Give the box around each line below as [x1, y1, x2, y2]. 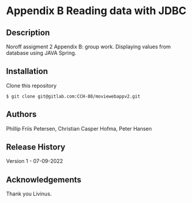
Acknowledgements [6, 175, 82, 185]
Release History [6, 142, 66, 152]
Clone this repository [6, 82, 57, 89]
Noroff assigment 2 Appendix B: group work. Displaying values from [6, 43, 171, 50]
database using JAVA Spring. [6, 49, 76, 56]
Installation [6, 66, 48, 76]
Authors [6, 109, 37, 119]
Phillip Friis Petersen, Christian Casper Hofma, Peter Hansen [6, 125, 152, 132]
